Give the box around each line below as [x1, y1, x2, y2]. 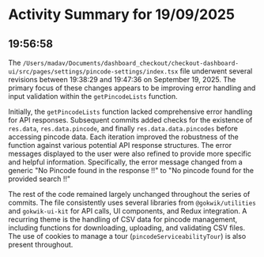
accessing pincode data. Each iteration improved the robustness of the [8, 132, 239, 142]
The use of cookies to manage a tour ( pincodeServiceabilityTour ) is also [8, 232, 247, 240]
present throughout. [8, 240, 74, 249]
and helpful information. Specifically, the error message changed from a [8, 157, 243, 167]
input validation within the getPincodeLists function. [8, 92, 178, 100]
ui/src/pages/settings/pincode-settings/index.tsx [8, 68, 179, 76]
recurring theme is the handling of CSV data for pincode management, [8, 215, 238, 224]
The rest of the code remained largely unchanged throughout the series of [8, 190, 251, 198]
